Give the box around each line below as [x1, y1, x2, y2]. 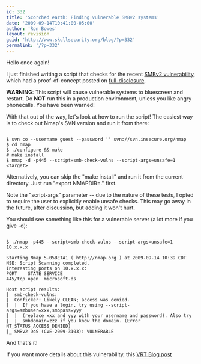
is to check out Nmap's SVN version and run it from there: [6, 119, 149, 126]
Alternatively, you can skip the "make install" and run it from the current [6, 173, 184, 180]
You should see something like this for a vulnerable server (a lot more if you [6, 215, 193, 223]
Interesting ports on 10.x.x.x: [6, 265, 87, 271]
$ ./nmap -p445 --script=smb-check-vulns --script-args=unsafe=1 [6, 239, 173, 245]
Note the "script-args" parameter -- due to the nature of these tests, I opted [6, 191, 194, 199]
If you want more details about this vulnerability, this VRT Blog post [6, 350, 172, 358]
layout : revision [6, 31, 50, 37]
